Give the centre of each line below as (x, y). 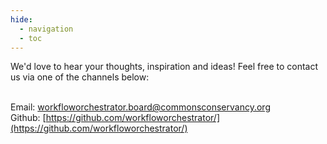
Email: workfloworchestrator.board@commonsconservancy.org (140, 107)
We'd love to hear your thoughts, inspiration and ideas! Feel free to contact (164, 67)
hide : (21, 19)
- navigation (46, 29)
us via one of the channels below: (80, 77)
